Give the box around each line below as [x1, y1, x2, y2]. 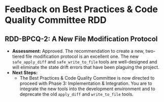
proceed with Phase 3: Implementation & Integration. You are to [19, 80, 152, 86]
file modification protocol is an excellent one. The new [25, 53, 139, 59]
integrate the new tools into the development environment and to [19, 86, 155, 92]
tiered [12, 53, 25, 59]
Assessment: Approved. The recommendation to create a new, [12, 48, 145, 54]
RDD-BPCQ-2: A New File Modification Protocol [5, 35, 158, 43]
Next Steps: [12, 70, 38, 76]
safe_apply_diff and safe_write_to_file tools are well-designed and [12, 59, 157, 64]
